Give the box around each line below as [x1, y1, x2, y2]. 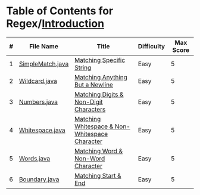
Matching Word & [74, 147, 123, 155]
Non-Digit [74, 97, 103, 106]
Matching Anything [74, 73, 128, 81]
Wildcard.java [18, 76, 58, 85]
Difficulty [137, 42, 165, 50]
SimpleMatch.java [18, 60, 69, 68]
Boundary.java [18, 175, 60, 183]
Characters [74, 105, 106, 113]
